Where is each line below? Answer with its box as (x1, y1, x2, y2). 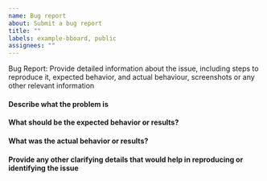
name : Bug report (8, 11, 67, 20)
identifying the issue (8, 162, 79, 173)
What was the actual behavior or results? (8, 136, 149, 146)
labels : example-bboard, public (8, 34, 117, 43)
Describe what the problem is (8, 99, 109, 109)
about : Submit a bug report (8, 19, 103, 27)
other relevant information (8, 81, 95, 91)
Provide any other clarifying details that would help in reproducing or (8, 154, 244, 164)
